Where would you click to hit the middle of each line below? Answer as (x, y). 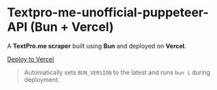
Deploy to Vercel (31, 59)
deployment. (42, 79)
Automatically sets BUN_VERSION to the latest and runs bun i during (117, 72)
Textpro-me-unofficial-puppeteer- (108, 13)
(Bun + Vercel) (72, 27)
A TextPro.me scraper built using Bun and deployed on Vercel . (97, 46)
